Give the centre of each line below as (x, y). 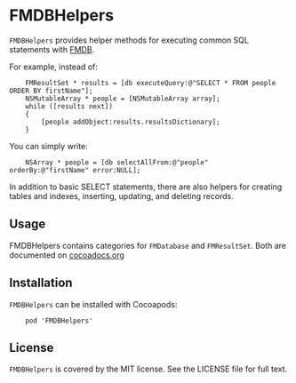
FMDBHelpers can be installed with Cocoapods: (93, 304)
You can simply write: (49, 146)
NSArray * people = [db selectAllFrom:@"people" (117, 162)
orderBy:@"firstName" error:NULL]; (75, 170)
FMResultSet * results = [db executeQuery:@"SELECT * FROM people (151, 83)
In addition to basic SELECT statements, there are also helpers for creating (146, 187)
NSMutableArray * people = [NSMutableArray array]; (123, 99)
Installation (41, 283)
